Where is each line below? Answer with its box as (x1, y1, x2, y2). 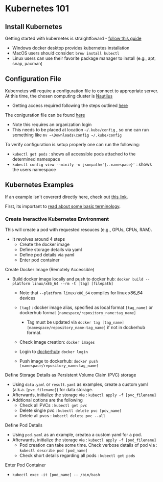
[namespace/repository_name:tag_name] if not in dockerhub (26, 324, 145, 330)
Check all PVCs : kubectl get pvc (19, 402, 87, 408)
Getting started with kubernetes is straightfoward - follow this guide (5, 35, 142, 41)
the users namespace (12, 166, 56, 172)
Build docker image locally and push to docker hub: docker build (12, 276, 143, 282)
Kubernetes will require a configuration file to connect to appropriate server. (5, 88, 159, 94)
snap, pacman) (12, 61, 43, 66)
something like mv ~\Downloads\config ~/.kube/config (12, 132, 122, 138)
